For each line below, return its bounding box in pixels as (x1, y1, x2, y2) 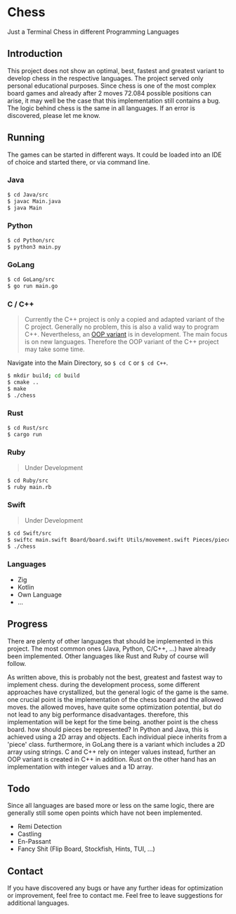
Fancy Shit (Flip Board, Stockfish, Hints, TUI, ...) (17, 844, 156, 854)
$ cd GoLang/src (7, 275, 55, 283)
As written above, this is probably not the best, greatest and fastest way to (7, 672, 223, 681)
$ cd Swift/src (7, 530, 52, 537)
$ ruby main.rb (7, 483, 52, 490)
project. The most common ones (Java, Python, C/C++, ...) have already (7, 644, 216, 653)
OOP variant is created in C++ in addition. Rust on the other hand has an (7, 755, 216, 763)
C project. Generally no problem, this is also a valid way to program (24, 322, 219, 331)
